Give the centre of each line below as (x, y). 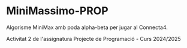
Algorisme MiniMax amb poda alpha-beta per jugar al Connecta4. (87, 27)
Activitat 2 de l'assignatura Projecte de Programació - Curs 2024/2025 (93, 39)
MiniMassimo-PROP (58, 11)
